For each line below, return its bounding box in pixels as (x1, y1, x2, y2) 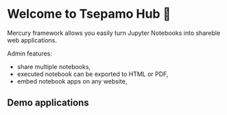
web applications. (7, 36, 57, 44)
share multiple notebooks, (16, 62, 91, 71)
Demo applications (7, 97, 89, 109)
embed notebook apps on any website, (16, 77, 128, 85)
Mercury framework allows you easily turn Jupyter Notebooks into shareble (7, 29, 221, 37)
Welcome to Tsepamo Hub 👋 (7, 6, 171, 22)
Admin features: (7, 49, 53, 57)
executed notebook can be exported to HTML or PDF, (16, 70, 169, 78)
